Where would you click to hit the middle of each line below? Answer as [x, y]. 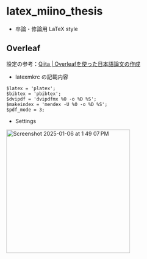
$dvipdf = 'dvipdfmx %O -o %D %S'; [52, 99]
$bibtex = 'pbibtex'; [34, 94]
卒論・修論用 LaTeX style [46, 29]
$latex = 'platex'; [31, 88]
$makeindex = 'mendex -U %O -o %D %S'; [57, 104]
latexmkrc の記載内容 [41, 77]
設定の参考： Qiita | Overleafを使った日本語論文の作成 [73, 64]
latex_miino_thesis [55, 11]
